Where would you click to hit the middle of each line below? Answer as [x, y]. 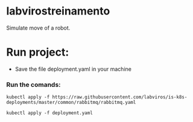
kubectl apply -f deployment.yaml [50, 113]
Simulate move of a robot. [38, 28]
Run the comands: [34, 85]
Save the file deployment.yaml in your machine [73, 69]
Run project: [38, 52]
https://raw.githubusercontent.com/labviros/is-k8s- [120, 97]
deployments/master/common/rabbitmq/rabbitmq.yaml [71, 103]
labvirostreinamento [58, 11]
